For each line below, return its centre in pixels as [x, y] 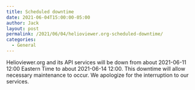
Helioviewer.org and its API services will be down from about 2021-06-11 [96, 62]
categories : [21, 40]
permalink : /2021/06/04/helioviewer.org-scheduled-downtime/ [85, 34]
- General [24, 46]
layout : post [23, 28]
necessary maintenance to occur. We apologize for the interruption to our [97, 75]
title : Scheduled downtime [40, 12]
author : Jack [23, 23]
